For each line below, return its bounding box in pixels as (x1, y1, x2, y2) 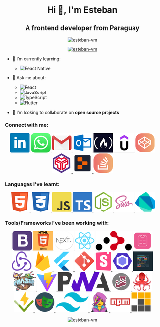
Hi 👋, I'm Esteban (47, 4, 118, 16)
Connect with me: (5, 121, 49, 128)
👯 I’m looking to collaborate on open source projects (12, 110, 119, 115)
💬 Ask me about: (12, 75, 46, 80)
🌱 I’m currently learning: (12, 56, 61, 62)
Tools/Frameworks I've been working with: (5, 219, 109, 226)
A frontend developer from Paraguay (25, 24, 140, 32)
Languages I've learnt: (5, 181, 60, 187)
